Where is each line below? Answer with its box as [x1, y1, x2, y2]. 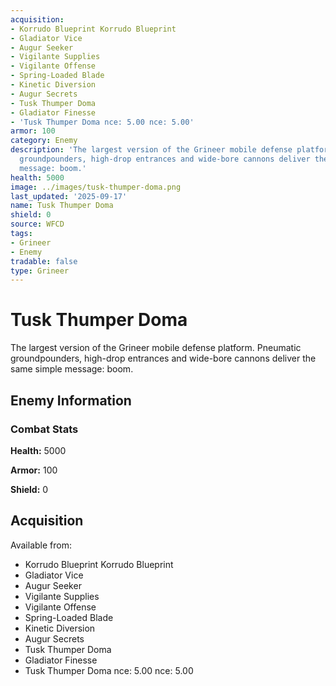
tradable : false [10, 256, 78, 266]
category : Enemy [10, 136, 78, 146]
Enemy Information [10, 392, 132, 409]
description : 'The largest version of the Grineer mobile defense [10, 145, 293, 155]
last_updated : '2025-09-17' [10, 191, 128, 201]
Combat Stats [10, 422, 79, 436]
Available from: [10, 539, 72, 551]
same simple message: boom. [10, 363, 134, 375]
